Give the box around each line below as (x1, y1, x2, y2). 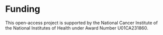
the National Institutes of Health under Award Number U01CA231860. (5, 25, 148, 31)
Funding (5, 3, 40, 15)
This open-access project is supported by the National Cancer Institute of (5, 20, 158, 26)
